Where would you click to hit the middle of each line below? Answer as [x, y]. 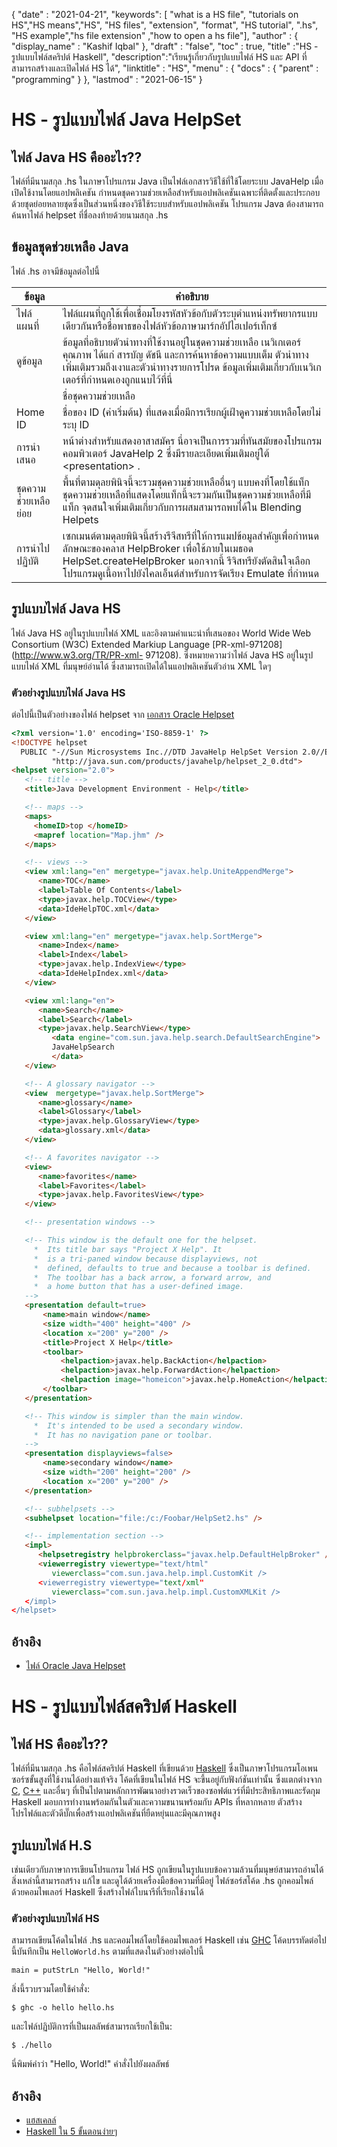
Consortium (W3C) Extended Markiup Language [111, 644]
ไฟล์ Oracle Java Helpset [75, 1666]
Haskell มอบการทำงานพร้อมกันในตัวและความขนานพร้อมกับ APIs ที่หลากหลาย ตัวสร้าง [157, 1802]
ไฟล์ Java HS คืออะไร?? [77, 157]
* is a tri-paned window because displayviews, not [145, 1259]
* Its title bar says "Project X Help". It [128, 1249]
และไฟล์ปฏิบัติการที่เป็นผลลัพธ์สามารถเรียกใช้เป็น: [92, 2026]
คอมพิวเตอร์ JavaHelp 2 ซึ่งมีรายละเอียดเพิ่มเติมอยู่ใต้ [166, 453]
